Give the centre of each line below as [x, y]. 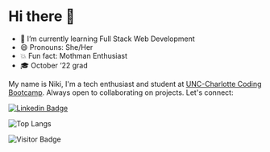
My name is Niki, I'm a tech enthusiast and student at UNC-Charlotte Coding [135, 84]
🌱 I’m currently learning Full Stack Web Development [107, 39]
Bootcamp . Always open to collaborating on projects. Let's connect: [121, 92]
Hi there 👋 [42, 16]
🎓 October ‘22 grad [54, 65]
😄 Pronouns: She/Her [56, 47]
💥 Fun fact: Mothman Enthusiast [73, 55]
